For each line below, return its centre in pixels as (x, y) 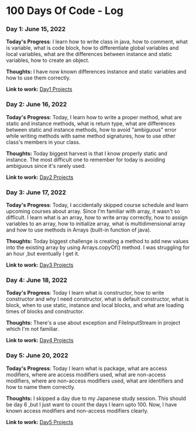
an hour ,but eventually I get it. (43, 254)
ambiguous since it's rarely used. (46, 165)
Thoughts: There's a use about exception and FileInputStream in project (93, 323)
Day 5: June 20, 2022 (37, 356)
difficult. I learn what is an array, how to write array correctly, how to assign (97, 218)
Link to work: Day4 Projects (40, 340)
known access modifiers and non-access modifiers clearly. (77, 411)
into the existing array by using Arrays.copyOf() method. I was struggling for (98, 247)
